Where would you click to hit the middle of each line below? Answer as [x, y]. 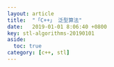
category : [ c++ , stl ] [39, 53]
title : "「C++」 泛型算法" [44, 20]
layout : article [31, 14]
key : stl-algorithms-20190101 [51, 33]
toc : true [27, 46]
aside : [17, 40]
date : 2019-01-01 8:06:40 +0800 [57, 27]
